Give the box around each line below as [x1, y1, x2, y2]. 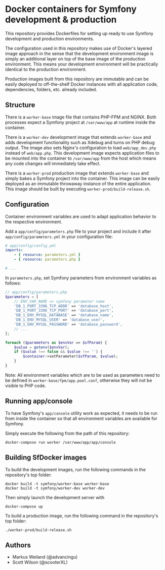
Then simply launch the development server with [5, 494, 105, 500]
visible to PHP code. [5, 383, 46, 389]
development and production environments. [5, 36, 94, 42]
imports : [5, 248, 23, 253]
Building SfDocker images [5, 454, 87, 462]
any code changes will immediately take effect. [5, 160, 101, 167]
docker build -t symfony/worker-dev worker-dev [5, 486, 105, 491]
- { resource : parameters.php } [14, 257, 81, 262]
